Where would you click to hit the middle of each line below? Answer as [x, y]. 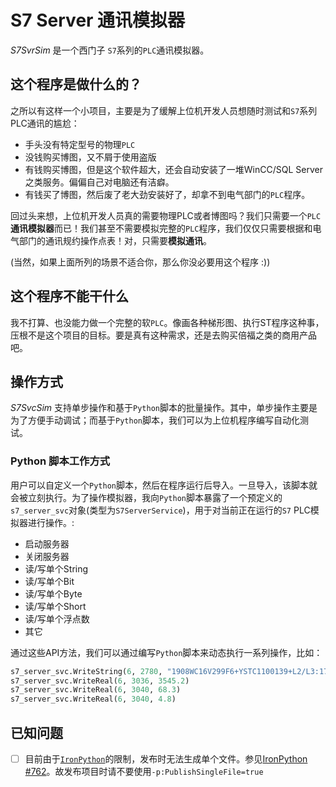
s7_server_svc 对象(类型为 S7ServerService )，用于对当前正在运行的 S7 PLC [160, 510]
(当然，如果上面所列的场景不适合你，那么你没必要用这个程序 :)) [140, 262]
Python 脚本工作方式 [60, 461]
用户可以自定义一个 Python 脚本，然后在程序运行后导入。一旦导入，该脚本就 [164, 485]
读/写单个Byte [53, 593]
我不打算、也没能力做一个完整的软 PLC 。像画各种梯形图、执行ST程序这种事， [167, 322]
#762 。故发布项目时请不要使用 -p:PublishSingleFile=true [144, 772]
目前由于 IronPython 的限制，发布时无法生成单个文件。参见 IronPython [166, 758]
